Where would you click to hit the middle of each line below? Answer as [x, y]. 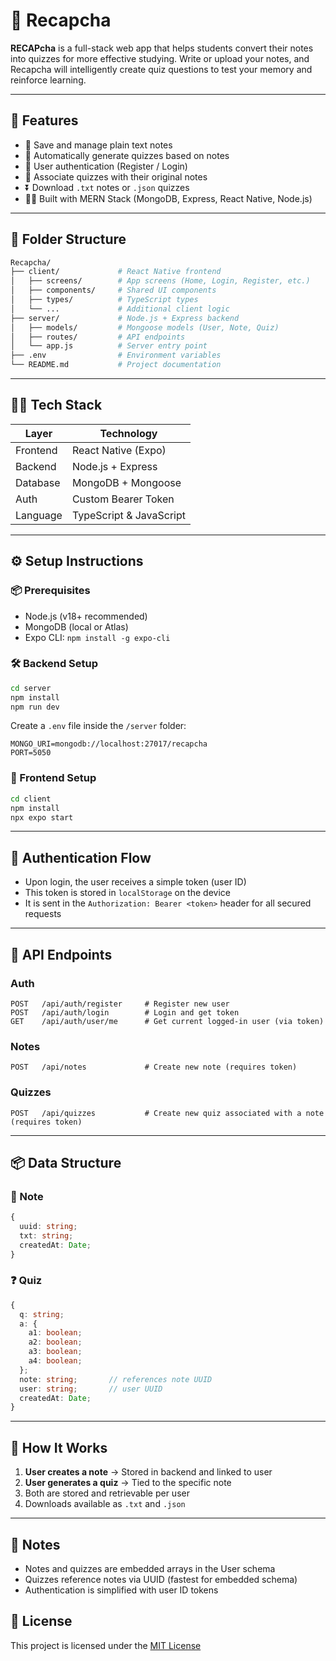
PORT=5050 [31, 753]
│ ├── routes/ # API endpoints [98, 337]
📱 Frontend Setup [53, 778]
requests [43, 914]
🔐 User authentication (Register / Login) [106, 166]
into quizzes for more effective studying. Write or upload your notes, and [160, 58]
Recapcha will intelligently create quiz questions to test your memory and [161, 69]
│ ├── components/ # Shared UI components [113, 290]
